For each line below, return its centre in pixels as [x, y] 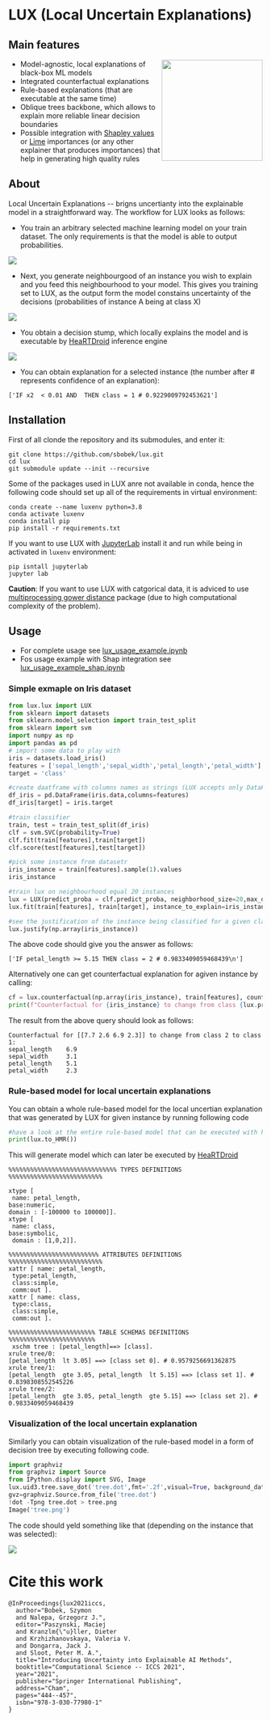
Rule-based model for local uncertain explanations [110, 1091]
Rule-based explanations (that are [76, 90]
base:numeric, [32, 1205]
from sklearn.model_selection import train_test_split [102, 721]
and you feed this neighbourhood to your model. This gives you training [139, 284]
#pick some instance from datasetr [68, 862]
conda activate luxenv [46, 514]
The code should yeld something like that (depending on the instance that [131, 1525]
